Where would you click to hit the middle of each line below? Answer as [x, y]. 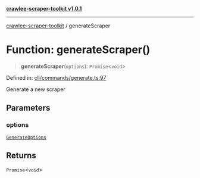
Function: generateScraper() [78, 50]
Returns [21, 156]
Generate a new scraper [36, 89]
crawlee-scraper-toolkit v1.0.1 [44, 9]
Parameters [28, 108]
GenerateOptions [26, 137]
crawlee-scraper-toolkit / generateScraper [58, 26]
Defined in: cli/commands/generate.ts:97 [56, 77]
